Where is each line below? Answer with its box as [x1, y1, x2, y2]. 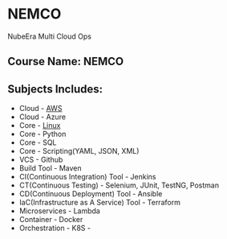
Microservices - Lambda [18, 206, 101, 216]
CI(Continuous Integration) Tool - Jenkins [18, 172, 156, 182]
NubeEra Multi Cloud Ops [7, 31, 91, 41]
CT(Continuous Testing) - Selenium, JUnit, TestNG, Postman [18, 180, 220, 190]
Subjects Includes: [7, 82, 103, 96]
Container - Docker [18, 215, 83, 225]
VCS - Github [18, 155, 63, 165]
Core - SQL [18, 138, 57, 147]
